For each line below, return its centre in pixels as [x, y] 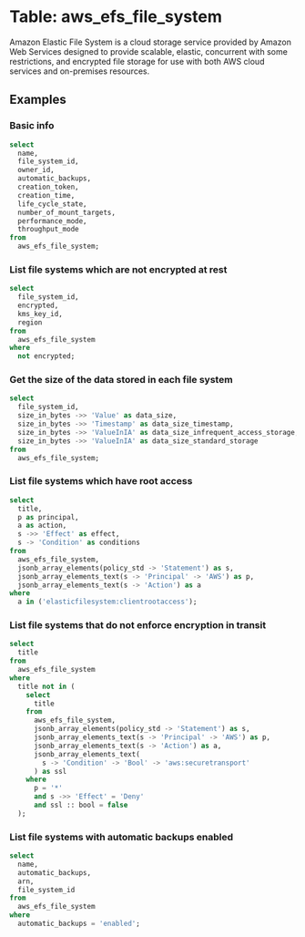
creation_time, [46, 195]
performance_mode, [53, 221]
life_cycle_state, [53, 204]
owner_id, [36, 170]
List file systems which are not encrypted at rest [118, 269]
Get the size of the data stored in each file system [122, 380]
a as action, [42, 526]
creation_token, [48, 187]
